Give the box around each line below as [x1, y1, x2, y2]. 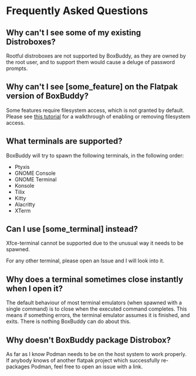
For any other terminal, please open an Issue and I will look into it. [6, 257, 164, 264]
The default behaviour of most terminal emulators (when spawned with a [6, 299, 182, 307]
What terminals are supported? [6, 137, 123, 147]
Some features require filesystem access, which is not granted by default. [6, 107, 185, 114]
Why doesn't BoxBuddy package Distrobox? [6, 335, 171, 345]
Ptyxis [14, 163, 30, 170]
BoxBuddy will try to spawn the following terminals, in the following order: [6, 152, 184, 159]
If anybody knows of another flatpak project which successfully [6, 357, 160, 364]
